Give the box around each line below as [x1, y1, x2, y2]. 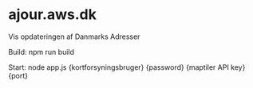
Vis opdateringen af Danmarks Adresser [8, 32, 140, 41]
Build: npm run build [8, 47, 74, 56]
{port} [8, 71, 28, 80]
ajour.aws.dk [8, 6, 97, 24]
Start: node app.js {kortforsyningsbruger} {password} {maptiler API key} [8, 62, 246, 72]
